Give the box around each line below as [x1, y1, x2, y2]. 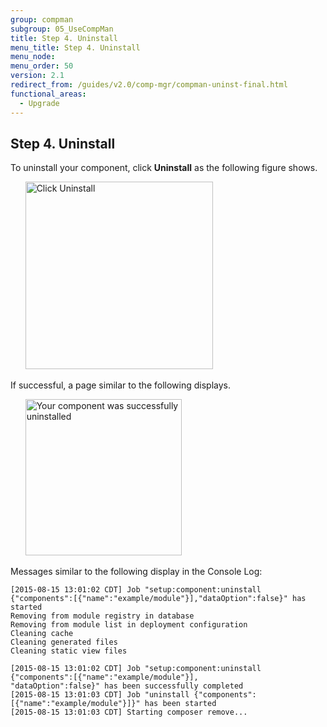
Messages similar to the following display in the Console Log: [10, 566, 263, 578]
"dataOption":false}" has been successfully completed [10, 681, 244, 691]
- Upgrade [19, 98, 60, 108]
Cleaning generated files [10, 637, 118, 648]
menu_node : [10, 52, 56, 62]
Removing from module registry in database [10, 611, 195, 621]
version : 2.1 [10, 71, 65, 81]
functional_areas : [10, 89, 87, 99]
